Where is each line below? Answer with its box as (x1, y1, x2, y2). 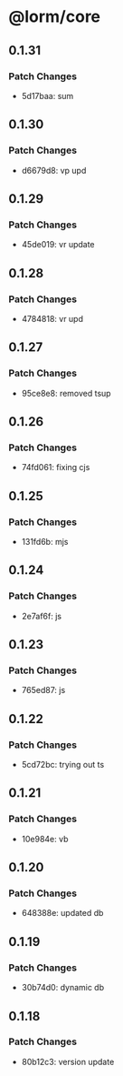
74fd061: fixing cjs (21, 462, 90, 473)
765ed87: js (21, 685, 66, 696)
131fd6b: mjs (21, 537, 69, 547)
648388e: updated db (21, 908, 104, 919)
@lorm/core (8, 6, 101, 27)
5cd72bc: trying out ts (21, 759, 105, 770)
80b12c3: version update (21, 1056, 115, 1067)
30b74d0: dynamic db (21, 982, 105, 993)
